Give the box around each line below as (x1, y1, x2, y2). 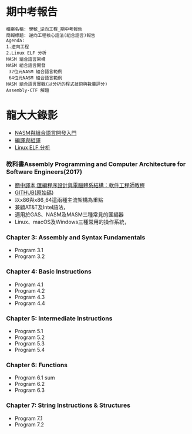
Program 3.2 (14, 253, 45, 260)
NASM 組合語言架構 (6, 56, 46, 62)
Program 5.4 (14, 347, 45, 354)
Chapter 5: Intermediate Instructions (6, 314, 113, 323)
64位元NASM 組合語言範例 (8, 74, 63, 81)
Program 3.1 (14, 247, 43, 254)
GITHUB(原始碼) (14, 189, 54, 196)
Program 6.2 (14, 381, 45, 388)
